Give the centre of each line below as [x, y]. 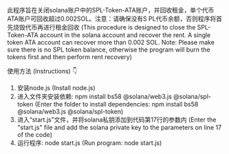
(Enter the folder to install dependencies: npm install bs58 [117, 104]
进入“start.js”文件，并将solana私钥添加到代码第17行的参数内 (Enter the [117, 120]
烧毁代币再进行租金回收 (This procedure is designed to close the [104, 27]
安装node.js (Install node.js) [56, 88]
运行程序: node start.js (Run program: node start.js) [89, 143]
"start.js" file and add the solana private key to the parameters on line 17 [119, 127]
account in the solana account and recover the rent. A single [126, 35]
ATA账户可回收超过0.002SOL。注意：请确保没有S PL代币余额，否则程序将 [112, 19]
